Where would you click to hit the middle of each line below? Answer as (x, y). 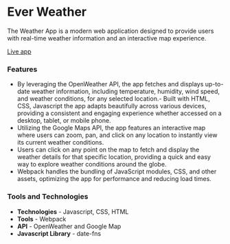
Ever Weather (47, 12)
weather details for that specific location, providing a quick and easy (114, 157)
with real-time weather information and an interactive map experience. (107, 38)
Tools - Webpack (42, 219)
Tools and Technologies (48, 197)
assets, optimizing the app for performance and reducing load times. (114, 179)
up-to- (214, 84)
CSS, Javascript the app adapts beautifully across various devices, (112, 106)
